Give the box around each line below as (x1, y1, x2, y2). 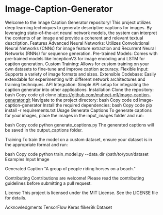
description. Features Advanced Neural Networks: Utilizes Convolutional (5, 40, 149, 46)
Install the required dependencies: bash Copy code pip (43, 102, 152, 108)
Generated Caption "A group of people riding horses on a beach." (5, 165, 136, 171)
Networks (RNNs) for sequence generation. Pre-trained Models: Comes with (5, 50, 158, 56)
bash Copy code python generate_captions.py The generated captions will (5, 122, 154, 127)
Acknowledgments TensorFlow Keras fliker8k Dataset (5, 204, 113, 210)
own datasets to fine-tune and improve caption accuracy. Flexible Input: (5, 66, 149, 72)
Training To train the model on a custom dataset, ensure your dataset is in (5, 136, 152, 142)
